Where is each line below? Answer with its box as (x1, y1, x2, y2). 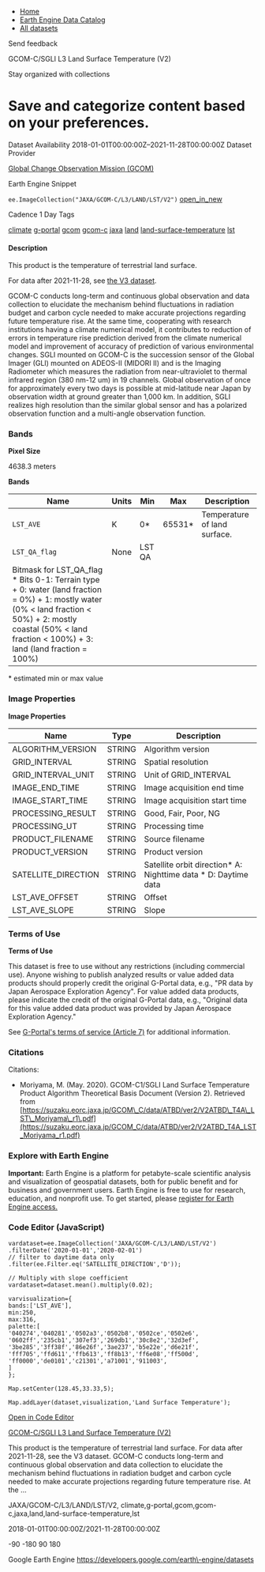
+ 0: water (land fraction (12, 584, 103, 595)
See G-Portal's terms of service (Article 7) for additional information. (8, 1027, 231, 1037)
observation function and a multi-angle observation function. (8, 409, 207, 418)
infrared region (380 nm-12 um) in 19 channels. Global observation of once (8, 375, 251, 385)
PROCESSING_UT (12, 820, 77, 831)
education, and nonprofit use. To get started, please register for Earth (8, 1193, 234, 1203)
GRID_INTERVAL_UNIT (12, 769, 95, 780)
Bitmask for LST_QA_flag (12, 564, 103, 575)
